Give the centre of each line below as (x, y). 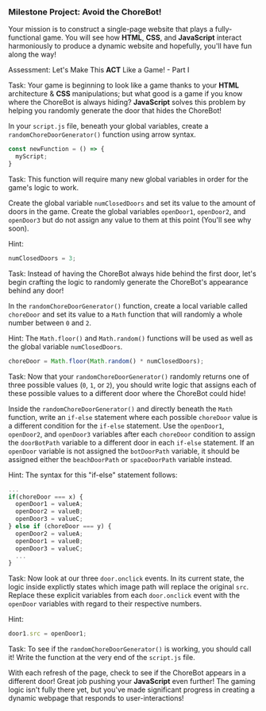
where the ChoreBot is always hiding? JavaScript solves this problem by (127, 103)
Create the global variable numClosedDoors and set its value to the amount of (132, 203)
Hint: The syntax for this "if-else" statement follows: (93, 475)
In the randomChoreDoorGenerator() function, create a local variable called (128, 305)
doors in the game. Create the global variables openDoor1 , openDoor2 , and (127, 211)
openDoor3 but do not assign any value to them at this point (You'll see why (130, 220)
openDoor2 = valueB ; (49, 511)
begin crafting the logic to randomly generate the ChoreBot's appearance (128, 282)
